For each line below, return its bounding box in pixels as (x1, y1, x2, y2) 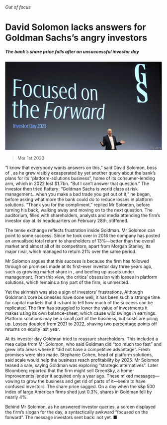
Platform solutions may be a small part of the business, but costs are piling (5, 316, 158, 322)
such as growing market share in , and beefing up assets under (5, 269, 135, 275)
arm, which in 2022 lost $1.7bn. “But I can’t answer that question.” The (5, 181, 150, 187)
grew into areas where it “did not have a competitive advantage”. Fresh (5, 347, 150, 353)
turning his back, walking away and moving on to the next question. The (5, 207, 153, 213)
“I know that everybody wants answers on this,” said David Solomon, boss (5, 165, 157, 171)
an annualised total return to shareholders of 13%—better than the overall (5, 238, 156, 244)
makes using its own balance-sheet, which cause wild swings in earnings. (5, 310, 157, 316)
